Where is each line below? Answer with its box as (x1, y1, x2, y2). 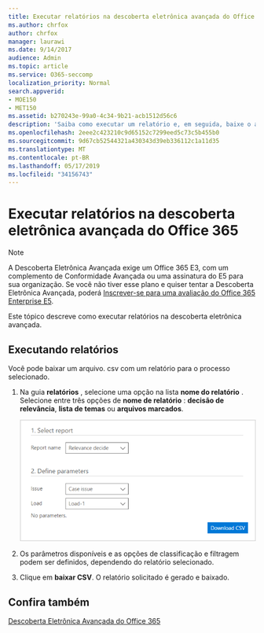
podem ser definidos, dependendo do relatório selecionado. (19, 558, 214, 567)
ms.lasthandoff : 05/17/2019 (8, 162, 101, 170)
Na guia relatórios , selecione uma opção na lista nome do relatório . (19, 388, 244, 396)
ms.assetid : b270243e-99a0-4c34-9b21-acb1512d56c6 (8, 112, 178, 120)
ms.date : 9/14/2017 (8, 46, 72, 54)
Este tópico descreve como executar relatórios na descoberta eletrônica (8, 311, 242, 322)
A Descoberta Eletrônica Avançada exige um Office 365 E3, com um (8, 263, 229, 273)
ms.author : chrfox (8, 20, 68, 29)
